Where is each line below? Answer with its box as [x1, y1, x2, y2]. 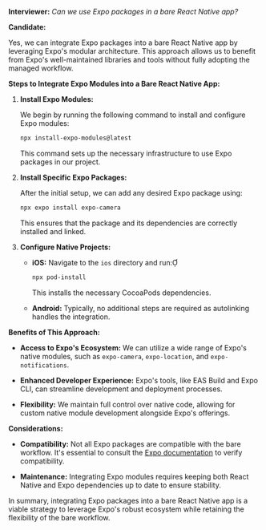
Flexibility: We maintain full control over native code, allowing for [19, 399, 236, 409]
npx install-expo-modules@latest [19, 134, 132, 142]
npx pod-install [31, 273, 87, 281]
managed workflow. [8, 63, 74, 73]
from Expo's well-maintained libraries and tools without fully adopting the [8, 55, 250, 64]
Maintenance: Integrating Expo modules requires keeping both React [19, 471, 249, 481]
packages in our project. [19, 156, 101, 167]
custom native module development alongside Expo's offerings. [19, 408, 231, 418]
